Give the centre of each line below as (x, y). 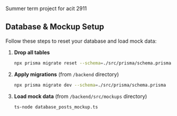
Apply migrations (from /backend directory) (66, 74)
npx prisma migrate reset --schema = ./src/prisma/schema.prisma (93, 63)
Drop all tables (32, 52)
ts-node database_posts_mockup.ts (56, 107)
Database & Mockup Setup (55, 27)
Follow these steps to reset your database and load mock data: (81, 41)
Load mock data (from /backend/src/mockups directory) (80, 96)
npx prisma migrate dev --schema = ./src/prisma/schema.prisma (90, 85)
